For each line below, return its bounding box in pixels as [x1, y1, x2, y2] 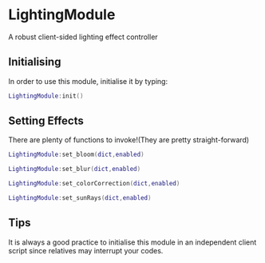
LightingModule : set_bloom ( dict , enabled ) [8, 150, 145, 159]
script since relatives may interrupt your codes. [8, 245, 164, 255]
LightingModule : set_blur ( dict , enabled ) [8, 165, 141, 173]
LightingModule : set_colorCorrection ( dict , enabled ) [8, 180, 180, 188]
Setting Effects [8, 114, 84, 128]
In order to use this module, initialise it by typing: [8, 76, 168, 86]
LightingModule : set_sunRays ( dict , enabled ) [8, 194, 152, 202]
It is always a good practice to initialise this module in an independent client [8, 237, 257, 247]
